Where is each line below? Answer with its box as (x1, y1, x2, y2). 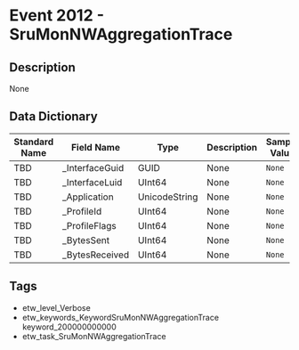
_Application (61, 191, 114, 203)
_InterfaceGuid (61, 161, 125, 174)
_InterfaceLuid (61, 175, 123, 188)
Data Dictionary (9, 109, 98, 125)
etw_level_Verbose (21, 302, 91, 313)
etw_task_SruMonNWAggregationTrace (21, 330, 166, 341)
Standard (13, 135, 54, 148)
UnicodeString (137, 191, 198, 203)
